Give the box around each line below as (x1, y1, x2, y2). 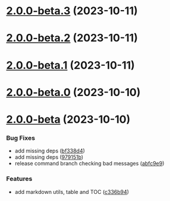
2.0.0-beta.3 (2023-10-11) (6, 4, 138, 18)
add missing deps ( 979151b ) (14, 154, 84, 161)
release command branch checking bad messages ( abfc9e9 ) (14, 160, 165, 167)
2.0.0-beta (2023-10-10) (6, 113, 131, 126)
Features (6, 175, 33, 183)
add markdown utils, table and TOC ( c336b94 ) (14, 188, 130, 195)
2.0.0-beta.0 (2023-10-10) (6, 85, 141, 99)
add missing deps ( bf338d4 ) (14, 147, 85, 155)
